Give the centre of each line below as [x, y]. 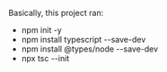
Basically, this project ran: [56, 13]
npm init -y [41, 30]
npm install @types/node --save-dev [90, 49]
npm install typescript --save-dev [83, 40]
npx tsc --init [45, 58]
